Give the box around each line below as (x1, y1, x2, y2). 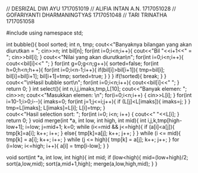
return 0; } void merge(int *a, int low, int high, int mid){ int (6, 117, 147, 124)
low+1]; (6, 123, 24, 130)
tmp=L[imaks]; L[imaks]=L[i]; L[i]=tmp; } (6, 104, 106, 111)
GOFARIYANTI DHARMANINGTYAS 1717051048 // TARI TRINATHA (6, 11, 168, 18)
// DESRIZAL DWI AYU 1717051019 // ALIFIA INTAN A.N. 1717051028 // (6, 5, 177, 12)
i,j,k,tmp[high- (147, 117, 182, 124)
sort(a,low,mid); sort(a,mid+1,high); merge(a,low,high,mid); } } (6, 160, 158, 167)
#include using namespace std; (6, 29, 83, 36)
